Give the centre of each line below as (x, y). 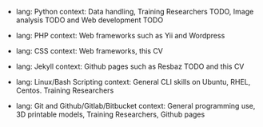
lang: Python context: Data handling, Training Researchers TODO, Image (135, 12)
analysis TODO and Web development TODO (90, 20)
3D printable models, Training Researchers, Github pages (110, 114)
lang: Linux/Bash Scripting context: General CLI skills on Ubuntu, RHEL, (133, 82)
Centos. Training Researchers (65, 90)
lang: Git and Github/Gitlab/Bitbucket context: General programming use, (135, 106)
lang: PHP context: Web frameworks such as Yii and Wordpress (120, 36)
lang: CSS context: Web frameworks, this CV (90, 51)
